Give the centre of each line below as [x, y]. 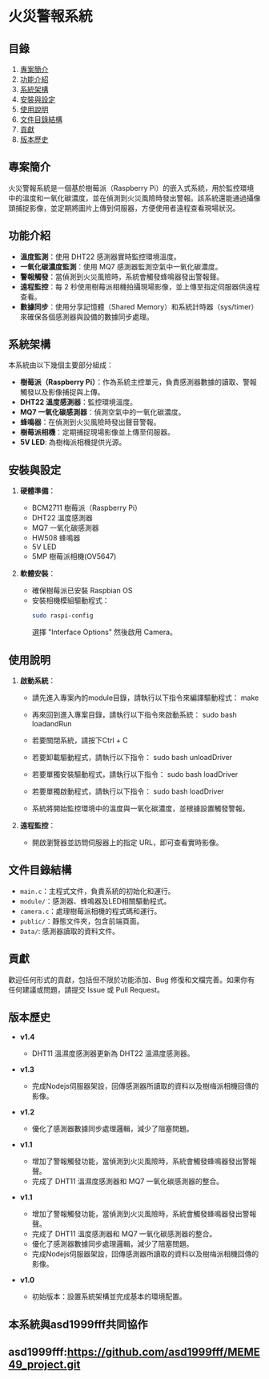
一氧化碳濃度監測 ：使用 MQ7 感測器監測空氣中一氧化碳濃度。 [121, 266]
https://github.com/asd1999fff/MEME [163, 1352]
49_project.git [44, 1365]
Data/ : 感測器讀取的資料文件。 [70, 931]
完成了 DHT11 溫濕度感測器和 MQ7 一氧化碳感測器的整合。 [128, 1181]
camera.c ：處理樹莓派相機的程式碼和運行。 [90, 911]
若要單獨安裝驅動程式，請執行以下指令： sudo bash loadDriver [135, 774]
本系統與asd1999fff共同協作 [78, 1324]
